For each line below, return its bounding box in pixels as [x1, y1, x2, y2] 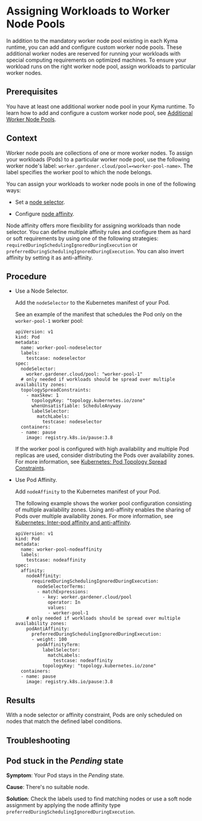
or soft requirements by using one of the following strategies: [6, 235, 158, 242]
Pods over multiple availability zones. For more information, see [15, 513, 174, 520]
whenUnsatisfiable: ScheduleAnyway [31, 403, 121, 409]
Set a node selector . [15, 198, 65, 206]
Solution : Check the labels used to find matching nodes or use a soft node [6, 795, 192, 802]
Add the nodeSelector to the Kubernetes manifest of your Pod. [15, 299, 171, 307]
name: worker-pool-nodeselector [21, 345, 102, 351]
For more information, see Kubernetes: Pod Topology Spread [15, 458, 168, 466]
